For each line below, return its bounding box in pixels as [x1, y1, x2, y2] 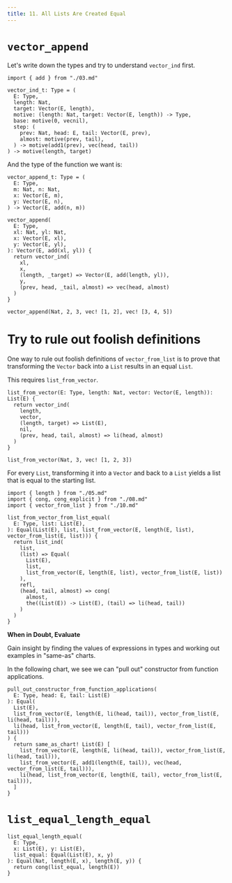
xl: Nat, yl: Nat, [13, 229, 68, 236]
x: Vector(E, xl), [13, 235, 68, 242]
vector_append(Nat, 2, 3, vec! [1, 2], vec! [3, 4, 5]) [7, 308, 173, 315]
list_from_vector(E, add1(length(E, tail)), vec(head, [20, 759, 183, 766]
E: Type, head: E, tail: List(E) [13, 691, 111, 699]
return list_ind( [13, 538, 64, 545]
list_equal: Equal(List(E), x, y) [13, 852, 114, 859]
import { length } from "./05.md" [7, 489, 108, 496]
